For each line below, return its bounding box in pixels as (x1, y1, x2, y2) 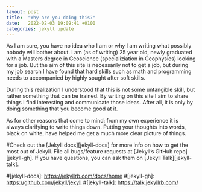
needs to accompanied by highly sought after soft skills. (6, 74, 146, 82)
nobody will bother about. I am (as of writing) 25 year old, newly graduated (6, 49, 192, 56)
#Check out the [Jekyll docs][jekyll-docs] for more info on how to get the (6, 141, 189, 149)
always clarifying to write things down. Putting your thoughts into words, (6, 123, 186, 130)
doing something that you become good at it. (6, 105, 118, 112)
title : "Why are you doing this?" (6, 14, 96, 21)
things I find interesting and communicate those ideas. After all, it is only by (6, 99, 193, 106)
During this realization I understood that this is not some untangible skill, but (6, 86, 195, 94)
